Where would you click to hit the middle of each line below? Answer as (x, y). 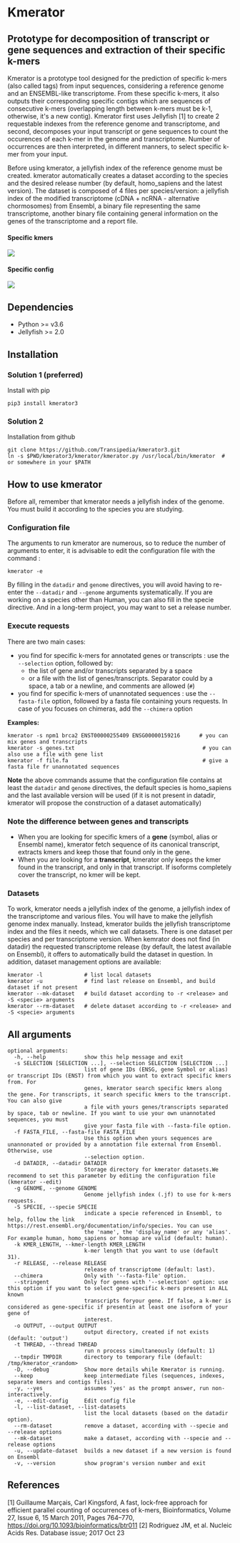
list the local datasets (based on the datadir (156, 1414)
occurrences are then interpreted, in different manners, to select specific (115, 146)
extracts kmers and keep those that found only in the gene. (105, 852)
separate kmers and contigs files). (62, 1382)
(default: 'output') (38, 1339)
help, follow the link (41, 1220)
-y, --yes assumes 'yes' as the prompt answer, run (111, 1389)
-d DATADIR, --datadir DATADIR (60, 1164)
